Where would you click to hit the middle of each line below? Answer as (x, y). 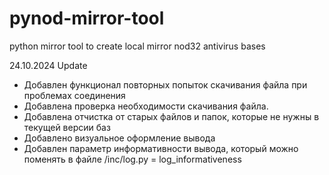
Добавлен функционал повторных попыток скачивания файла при (165, 84)
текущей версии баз (67, 127)
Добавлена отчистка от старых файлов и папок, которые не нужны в (171, 116)
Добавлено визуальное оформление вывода (119, 138)
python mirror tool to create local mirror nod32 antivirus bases (137, 46)
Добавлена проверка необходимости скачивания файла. (146, 106)
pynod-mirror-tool (87, 18)
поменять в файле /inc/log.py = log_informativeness (132, 159)
